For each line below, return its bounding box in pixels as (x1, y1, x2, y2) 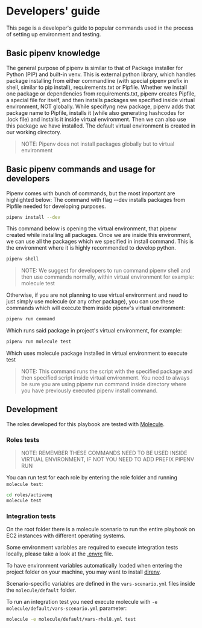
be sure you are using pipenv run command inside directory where (21, 381, 187, 388)
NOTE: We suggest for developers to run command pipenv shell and (21, 267, 191, 274)
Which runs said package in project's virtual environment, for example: (6, 327, 182, 334)
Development (6, 404, 58, 415)
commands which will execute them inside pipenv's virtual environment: (6, 304, 185, 312)
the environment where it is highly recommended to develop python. (6, 244, 176, 251)
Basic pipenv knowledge (6, 48, 101, 59)
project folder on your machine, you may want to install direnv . (6, 568, 162, 575)
